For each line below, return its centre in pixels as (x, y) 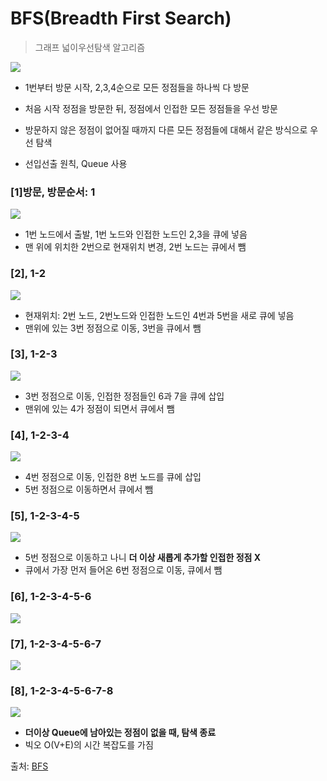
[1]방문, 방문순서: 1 (53, 192)
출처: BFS (29, 766)
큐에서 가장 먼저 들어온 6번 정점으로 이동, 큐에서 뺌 (123, 570)
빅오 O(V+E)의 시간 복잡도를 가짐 (89, 745)
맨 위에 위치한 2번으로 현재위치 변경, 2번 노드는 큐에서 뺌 (135, 247)
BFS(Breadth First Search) (121, 18)
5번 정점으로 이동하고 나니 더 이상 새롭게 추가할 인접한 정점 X (143, 558)
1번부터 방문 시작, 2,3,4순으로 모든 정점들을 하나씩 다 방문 (137, 87)
